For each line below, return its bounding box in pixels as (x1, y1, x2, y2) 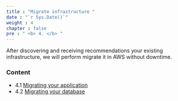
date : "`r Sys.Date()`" (6, 14, 68, 20)
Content (6, 68, 31, 77)
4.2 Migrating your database (14, 88, 85, 95)
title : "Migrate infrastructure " (6, 8, 95, 15)
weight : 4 (6, 20, 34, 26)
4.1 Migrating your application (14, 81, 88, 89)
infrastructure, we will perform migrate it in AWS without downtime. (6, 53, 173, 61)
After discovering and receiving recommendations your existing (6, 47, 163, 54)
